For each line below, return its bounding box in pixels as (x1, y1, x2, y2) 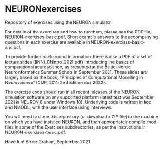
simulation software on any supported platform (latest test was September (5, 94, 154, 100)
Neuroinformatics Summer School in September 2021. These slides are (5, 69, 147, 75)
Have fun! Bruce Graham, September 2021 (5, 138, 90, 144)
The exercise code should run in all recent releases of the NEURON (5, 89, 140, 95)
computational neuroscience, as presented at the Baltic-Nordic (5, 64, 131, 70)
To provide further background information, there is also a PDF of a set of (5, 53, 152, 59)
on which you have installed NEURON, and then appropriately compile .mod (5, 119, 157, 125)
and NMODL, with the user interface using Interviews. (5, 104, 113, 110)
